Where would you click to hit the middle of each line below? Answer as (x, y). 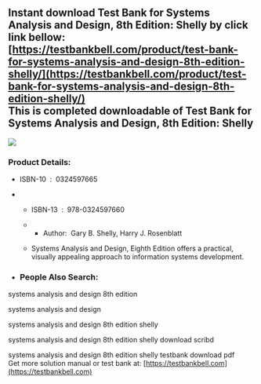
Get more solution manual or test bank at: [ (77, 364)
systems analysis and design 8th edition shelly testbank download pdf (121, 355)
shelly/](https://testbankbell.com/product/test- (127, 74)
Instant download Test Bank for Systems (109, 13)
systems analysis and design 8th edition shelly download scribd (111, 340)
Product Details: (40, 162)
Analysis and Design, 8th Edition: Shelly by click (128, 26)
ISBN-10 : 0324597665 (58, 179)
